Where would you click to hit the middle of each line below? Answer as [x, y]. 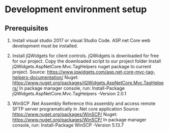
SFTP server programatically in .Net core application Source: [76, 109]
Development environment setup [76, 9]
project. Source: [29, 72]
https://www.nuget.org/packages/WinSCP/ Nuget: [65, 114]
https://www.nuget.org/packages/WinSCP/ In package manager [79, 120]
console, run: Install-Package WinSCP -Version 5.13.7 [68, 125]
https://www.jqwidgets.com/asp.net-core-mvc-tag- [101, 72]
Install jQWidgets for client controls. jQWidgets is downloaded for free [85, 56]
